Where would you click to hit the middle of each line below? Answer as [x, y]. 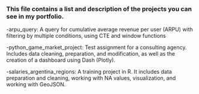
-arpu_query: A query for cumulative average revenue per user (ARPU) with [100, 29]
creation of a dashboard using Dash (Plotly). [61, 60]
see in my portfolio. [35, 16]
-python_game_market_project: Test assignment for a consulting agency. [97, 47]
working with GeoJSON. [36, 84]
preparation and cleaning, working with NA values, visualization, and [91, 78]
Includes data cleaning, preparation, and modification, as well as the [91, 54]
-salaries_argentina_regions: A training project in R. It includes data [89, 72]
